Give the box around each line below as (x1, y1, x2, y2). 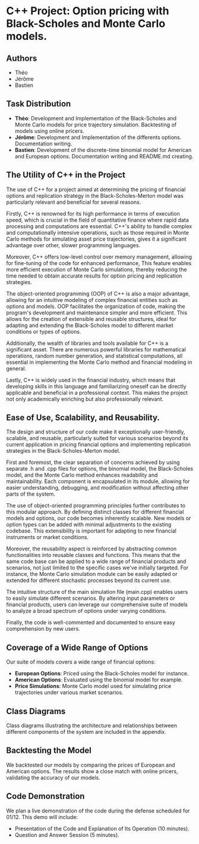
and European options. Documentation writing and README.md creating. (14, 152, 194, 160)
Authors (6, 53, 37, 63)
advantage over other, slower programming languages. (6, 241, 141, 248)
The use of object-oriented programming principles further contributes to (6, 502, 186, 509)
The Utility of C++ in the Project (6, 170, 126, 180)
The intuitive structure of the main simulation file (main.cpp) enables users (6, 588, 188, 596)
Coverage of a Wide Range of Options (6, 642, 149, 653)
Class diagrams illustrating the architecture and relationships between (6, 722, 177, 729)
